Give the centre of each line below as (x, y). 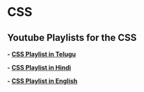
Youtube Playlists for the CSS (72, 38)
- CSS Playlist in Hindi (39, 67)
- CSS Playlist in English (42, 81)
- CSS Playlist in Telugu (42, 54)
